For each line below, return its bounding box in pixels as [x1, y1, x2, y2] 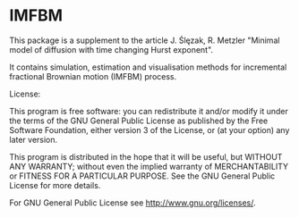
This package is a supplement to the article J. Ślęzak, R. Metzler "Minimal [9, 35, 280, 46]
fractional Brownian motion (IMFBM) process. [9, 71, 177, 81]
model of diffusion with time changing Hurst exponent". [9, 44, 213, 54]
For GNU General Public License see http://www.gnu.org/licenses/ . [9, 197, 256, 208]
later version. [9, 134, 58, 145]
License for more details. [9, 179, 101, 190]
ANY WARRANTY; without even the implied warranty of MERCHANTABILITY [9, 161, 289, 171]
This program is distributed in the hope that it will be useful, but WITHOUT [9, 151, 283, 162]
